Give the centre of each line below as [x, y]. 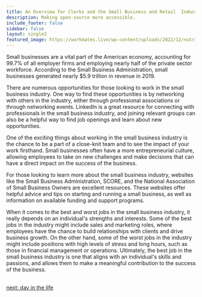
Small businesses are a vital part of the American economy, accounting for [99, 57]
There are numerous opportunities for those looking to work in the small [95, 87]
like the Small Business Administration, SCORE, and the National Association [101, 181]
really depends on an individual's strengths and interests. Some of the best [99, 218]
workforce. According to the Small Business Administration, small [87, 69]
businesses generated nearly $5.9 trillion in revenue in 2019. [81, 76]
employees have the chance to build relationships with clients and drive [95, 231]
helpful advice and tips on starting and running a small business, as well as [99, 194]
